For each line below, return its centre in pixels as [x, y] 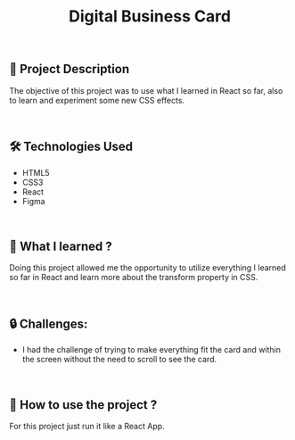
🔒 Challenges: [49, 324]
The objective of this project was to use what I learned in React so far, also [146, 90]
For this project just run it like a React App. [87, 426]
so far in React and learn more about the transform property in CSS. [134, 278]
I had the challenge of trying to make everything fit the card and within [151, 350]
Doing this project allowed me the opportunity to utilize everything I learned [148, 268]
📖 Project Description [70, 69]
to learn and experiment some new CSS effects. [97, 100]
